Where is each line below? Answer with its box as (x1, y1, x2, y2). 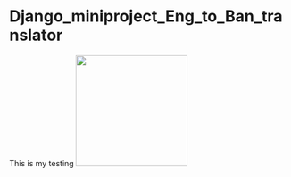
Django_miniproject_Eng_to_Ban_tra (9, 6, 283, 27)
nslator (9, 25, 63, 45)
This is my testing (9, 157, 74, 168)
